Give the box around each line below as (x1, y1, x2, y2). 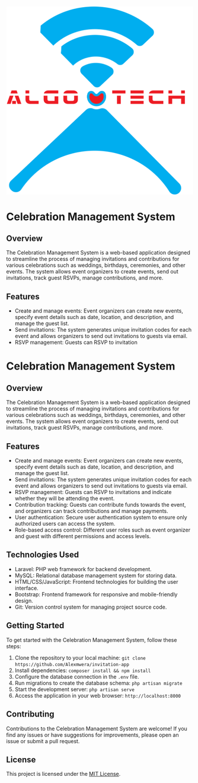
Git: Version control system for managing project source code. (14, 603, 167, 610)
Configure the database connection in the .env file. (14, 673, 139, 680)
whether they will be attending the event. (14, 495, 115, 502)
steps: (6, 642, 21, 650)
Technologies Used (6, 550, 79, 560)
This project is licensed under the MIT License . (6, 771, 121, 778)
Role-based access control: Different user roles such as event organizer (14, 526, 191, 534)
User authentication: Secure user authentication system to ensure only (14, 514, 188, 521)
